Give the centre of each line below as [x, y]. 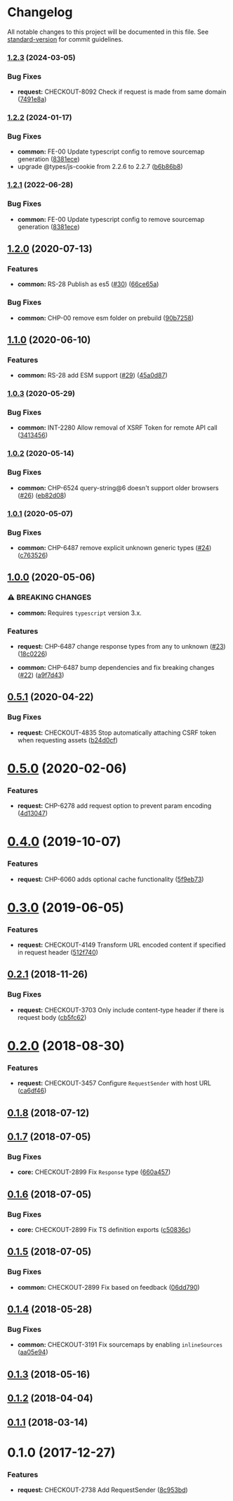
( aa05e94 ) [33, 1352]
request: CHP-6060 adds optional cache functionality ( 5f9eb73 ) [111, 879]
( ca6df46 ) [32, 1091]
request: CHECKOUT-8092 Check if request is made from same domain [122, 92]
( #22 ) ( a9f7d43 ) [41, 675]
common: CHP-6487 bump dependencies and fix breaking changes [116, 667]
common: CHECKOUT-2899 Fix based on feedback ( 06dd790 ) [108, 1287]
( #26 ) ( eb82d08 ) [42, 495]
